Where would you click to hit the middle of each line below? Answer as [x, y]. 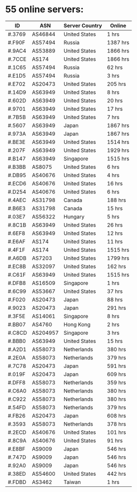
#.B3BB [17, 167]
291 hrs [116, 308]
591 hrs [116, 366]
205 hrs [116, 84]
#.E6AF [17, 241]
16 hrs [115, 183]
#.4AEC [17, 200]
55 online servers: [45, 9]
